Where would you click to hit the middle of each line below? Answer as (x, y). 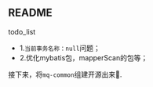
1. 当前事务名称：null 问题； (60, 48)
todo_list (22, 31)
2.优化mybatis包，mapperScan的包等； (84, 57)
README (30, 13)
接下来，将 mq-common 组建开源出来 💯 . (65, 74)
